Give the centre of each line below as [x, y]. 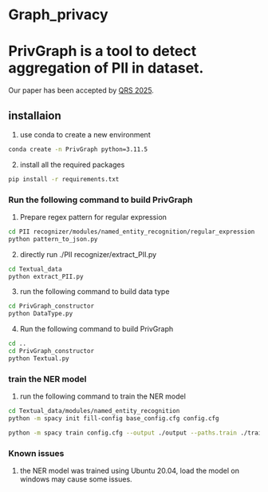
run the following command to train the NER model [102, 396]
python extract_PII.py [46, 276]
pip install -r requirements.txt [64, 179]
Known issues [36, 453]
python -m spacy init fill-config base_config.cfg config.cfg [114, 419]
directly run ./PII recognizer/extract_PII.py [88, 254]
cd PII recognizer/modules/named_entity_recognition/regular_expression [132, 232]
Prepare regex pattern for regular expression [93, 216]
